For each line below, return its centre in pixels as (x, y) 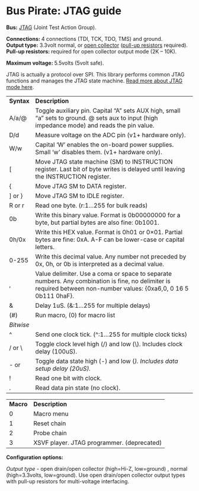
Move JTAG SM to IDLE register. (80, 196)
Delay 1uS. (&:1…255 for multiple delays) (93, 305)
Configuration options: (35, 457)
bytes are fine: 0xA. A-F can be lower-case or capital (110, 240)
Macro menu (51, 413)
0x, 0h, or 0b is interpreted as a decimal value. (100, 264)
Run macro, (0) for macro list (75, 315)
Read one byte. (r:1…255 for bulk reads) (92, 205)
